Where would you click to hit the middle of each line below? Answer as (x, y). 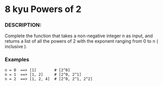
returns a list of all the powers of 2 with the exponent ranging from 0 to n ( (81, 41)
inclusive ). (16, 47)
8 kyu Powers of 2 (43, 9)
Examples (17, 60)
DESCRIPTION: (23, 25)
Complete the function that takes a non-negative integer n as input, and (79, 36)
